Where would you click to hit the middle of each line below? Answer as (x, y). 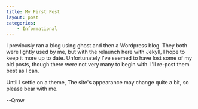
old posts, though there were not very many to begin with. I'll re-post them (98, 65)
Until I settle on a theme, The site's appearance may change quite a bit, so (98, 83)
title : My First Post (33, 12)
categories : (21, 23)
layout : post (22, 17)
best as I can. (23, 71)
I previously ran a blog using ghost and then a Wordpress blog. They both (97, 46)
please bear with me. (32, 89)
